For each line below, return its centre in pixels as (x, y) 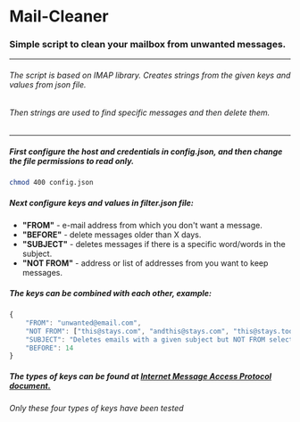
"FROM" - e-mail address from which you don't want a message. (142, 226)
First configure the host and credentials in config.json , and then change (146, 151)
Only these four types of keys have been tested (97, 409)
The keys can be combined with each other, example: (111, 293)
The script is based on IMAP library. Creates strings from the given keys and (150, 75)
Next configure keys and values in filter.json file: (101, 203)
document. (30, 385)
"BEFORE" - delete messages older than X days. (112, 235)
